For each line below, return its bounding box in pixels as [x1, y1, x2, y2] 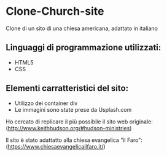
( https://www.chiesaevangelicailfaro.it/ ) [6, 142, 106, 150]
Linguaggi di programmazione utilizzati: [6, 42, 161, 53]
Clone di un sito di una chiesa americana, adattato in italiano [6, 25, 158, 32]
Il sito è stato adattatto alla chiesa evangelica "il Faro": [6, 136, 142, 144]
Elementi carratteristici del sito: [6, 83, 129, 93]
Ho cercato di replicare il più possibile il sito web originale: [6, 118, 153, 125]
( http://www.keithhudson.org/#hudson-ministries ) [6, 124, 132, 131]
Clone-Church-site [6, 4, 104, 18]
